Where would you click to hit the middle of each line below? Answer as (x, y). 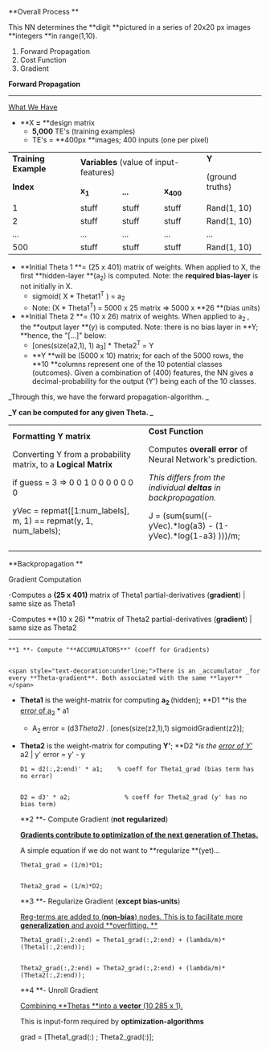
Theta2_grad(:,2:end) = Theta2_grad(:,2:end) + (101, 968)
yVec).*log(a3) (177, 526)
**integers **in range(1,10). (53, 36)
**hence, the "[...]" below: (63, 335)
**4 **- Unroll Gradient (59, 990)
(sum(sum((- (188, 516)
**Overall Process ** (43, 12)
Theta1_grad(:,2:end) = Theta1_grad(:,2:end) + (101, 940)
